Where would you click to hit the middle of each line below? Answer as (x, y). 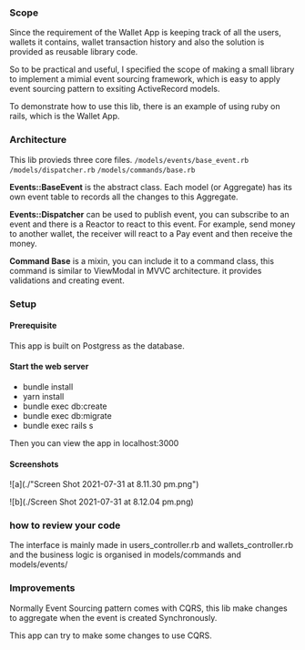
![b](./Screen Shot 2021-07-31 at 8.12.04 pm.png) (102, 502)
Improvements (42, 588)
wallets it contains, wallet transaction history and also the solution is (137, 42)
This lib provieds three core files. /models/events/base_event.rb (129, 159)
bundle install (48, 386)
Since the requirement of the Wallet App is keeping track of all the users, (146, 33)
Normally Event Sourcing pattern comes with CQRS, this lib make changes (149, 608)
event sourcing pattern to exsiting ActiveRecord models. (115, 89)
